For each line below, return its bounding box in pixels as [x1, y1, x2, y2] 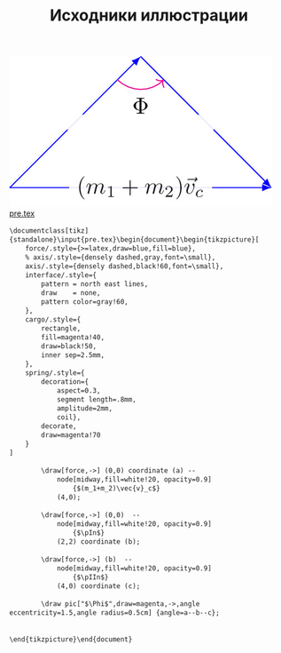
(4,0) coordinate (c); [56, 582, 141, 591]
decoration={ [41, 378, 90, 386]
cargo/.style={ [25, 315, 82, 324]
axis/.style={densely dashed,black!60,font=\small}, [25, 262, 224, 271]
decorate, [41, 422, 77, 431]
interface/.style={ [25, 271, 98, 280]
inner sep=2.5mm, [41, 351, 105, 360]
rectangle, [41, 324, 82, 333]
